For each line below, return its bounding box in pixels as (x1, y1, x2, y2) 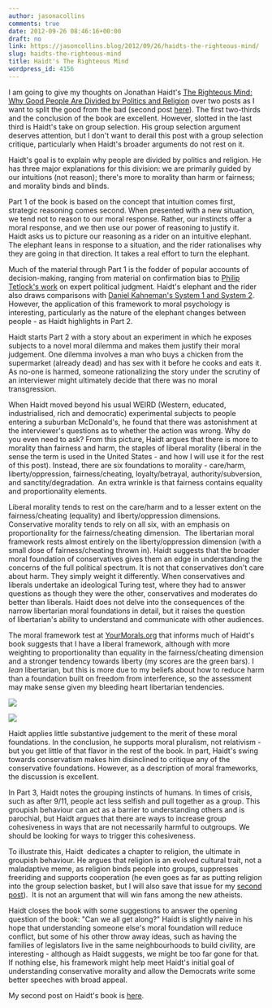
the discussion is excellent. (8, 771, 99, 782)
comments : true (8, 20, 60, 28)
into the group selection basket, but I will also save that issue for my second (8, 881, 262, 891)
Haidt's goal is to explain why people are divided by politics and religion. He (8, 155, 262, 164)
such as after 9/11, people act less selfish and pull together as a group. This (8, 795, 261, 806)
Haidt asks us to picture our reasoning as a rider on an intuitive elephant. (8, 231, 252, 241)
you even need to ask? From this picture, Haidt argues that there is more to (8, 434, 258, 444)
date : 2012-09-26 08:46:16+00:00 (8, 27, 122, 35)
